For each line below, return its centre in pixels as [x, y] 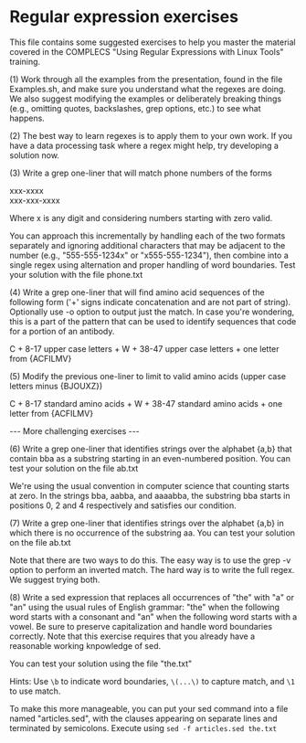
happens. [27, 118]
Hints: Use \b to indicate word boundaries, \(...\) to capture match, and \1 [152, 681]
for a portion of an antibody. [62, 331]
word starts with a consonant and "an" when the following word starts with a [153, 616]
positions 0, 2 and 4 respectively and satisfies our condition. [123, 505]
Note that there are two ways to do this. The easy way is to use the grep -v [150, 560]
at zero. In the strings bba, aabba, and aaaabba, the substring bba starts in [150, 495]
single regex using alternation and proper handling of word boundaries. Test [153, 265]
